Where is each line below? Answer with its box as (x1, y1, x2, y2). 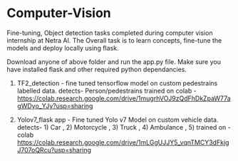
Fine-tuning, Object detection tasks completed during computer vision (6, 28, 213, 37)
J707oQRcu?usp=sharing (16, 145, 92, 154)
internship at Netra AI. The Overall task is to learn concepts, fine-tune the (6, 36, 222, 44)
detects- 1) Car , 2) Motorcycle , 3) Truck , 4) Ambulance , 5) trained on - (16, 123, 231, 131)
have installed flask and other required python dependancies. (6, 65, 187, 73)
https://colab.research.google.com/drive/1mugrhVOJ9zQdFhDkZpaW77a (16, 94, 231, 103)
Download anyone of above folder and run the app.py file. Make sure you (6, 57, 222, 66)
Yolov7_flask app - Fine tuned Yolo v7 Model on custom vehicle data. (16, 115, 219, 124)
